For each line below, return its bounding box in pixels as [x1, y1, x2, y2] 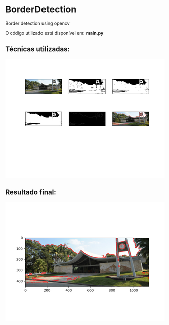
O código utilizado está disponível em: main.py [5, 30, 104, 36]
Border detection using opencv [5, 20, 70, 26]
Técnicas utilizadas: [5, 44, 70, 54]
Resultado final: [5, 188, 57, 197]
